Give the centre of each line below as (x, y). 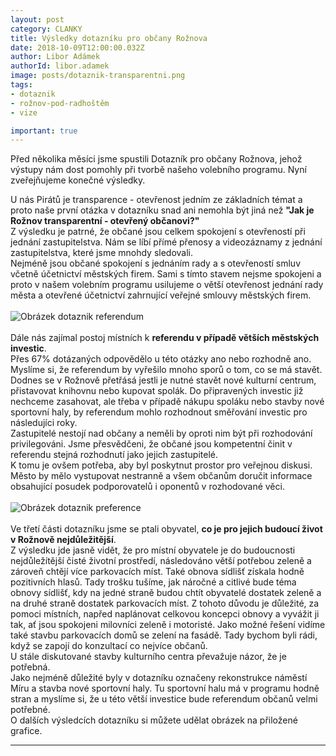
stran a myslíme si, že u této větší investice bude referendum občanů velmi (164, 699)
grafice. (26, 731)
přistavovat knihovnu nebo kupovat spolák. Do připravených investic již (157, 391)
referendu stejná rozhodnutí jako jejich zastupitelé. (114, 455)
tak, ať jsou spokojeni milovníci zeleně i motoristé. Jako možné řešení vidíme (168, 625)
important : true (44, 131)
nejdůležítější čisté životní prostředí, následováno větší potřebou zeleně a (161, 561)
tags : (21, 85)
